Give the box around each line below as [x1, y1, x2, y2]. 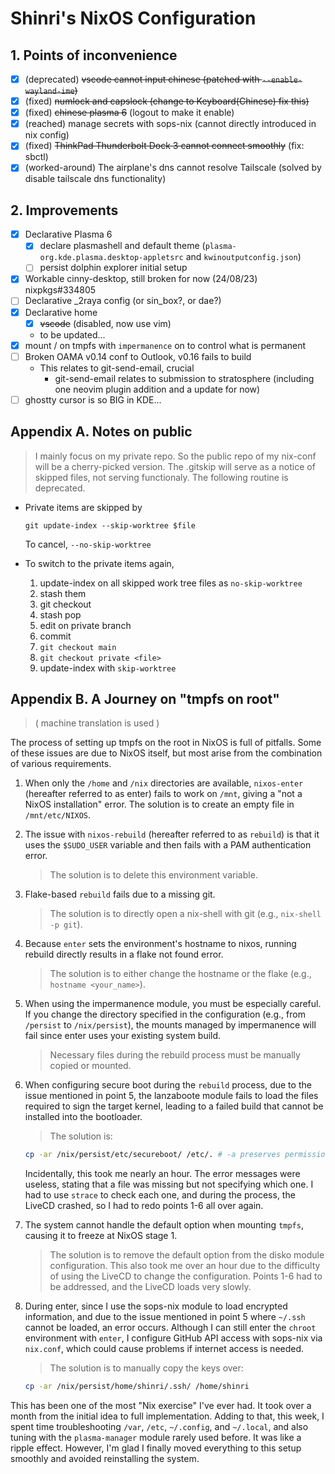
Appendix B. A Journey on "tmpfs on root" [10, 691, 280, 708]
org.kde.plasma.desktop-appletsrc [39, 253, 184, 263]
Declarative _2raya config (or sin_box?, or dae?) [24, 295, 222, 307]
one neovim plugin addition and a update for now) [54, 383, 261, 395]
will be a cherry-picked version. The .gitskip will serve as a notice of [34, 460, 316, 472]
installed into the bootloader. [24, 1111, 143, 1123]
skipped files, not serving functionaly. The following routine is [34, 471, 289, 483]
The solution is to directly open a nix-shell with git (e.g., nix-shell [49, 908, 322, 920]
